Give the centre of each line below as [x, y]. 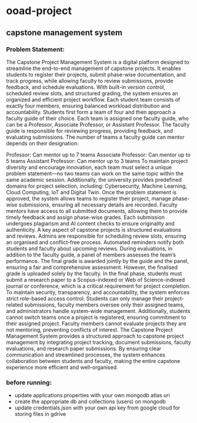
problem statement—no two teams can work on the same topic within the [95, 173]
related [15, 305]
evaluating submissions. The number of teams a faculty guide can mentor [95, 137]
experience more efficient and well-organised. [62, 367]
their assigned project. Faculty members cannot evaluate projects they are [96, 323]
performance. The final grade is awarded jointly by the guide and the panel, [98, 261]
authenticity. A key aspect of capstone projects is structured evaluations [94, 229]
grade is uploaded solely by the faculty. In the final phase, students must [94, 273]
